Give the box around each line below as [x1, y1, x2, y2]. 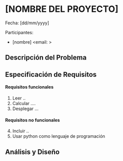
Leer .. [12, 95, 26, 101]
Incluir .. [12, 128, 29, 134]
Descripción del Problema [5, 54, 87, 62]
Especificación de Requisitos [5, 70, 97, 79]
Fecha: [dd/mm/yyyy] [5, 20, 50, 26]
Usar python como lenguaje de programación [12, 133, 106, 139]
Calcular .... [12, 100, 36, 106]
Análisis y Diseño [5, 148, 60, 156]
